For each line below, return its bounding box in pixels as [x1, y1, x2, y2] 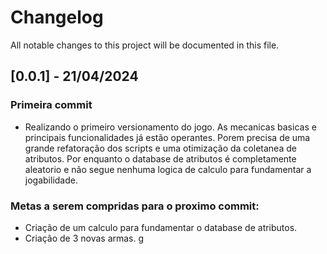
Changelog [10, 6, 104, 29]
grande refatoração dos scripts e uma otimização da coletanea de [24, 142, 297, 154]
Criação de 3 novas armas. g [24, 232, 145, 244]
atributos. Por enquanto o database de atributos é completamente [24, 152, 297, 165]
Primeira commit [10, 98, 93, 112]
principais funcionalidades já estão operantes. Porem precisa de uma [24, 131, 311, 143]
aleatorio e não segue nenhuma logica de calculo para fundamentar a [24, 163, 312, 175]
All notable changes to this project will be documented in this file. [10, 39, 280, 51]
